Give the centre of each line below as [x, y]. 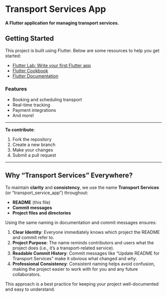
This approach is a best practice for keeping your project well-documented [82, 284]
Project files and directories [42, 213]
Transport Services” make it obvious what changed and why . [75, 258]
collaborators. [27, 274]
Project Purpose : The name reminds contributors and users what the [83, 242]
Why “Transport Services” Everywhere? [69, 176]
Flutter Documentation [35, 76]
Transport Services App [56, 9]
